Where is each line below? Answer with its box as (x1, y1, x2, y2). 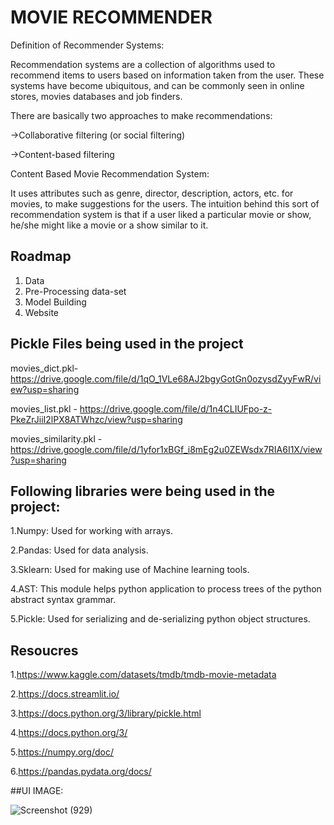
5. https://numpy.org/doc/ (10, 746, 114, 758)
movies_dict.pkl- (10, 362, 79, 374)
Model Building (24, 296, 87, 308)
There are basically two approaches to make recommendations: (10, 109, 273, 121)
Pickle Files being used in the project (10, 336, 244, 353)
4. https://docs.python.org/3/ (10, 727, 128, 739)
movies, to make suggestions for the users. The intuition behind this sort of (10, 197, 320, 210)
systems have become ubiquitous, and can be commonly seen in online (10, 79, 305, 91)
